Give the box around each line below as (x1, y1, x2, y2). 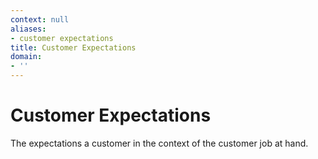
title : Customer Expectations (10, 42, 137, 53)
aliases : (10, 24, 47, 34)
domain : (10, 52, 43, 62)
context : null (10, 14, 70, 25)
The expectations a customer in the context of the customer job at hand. (10, 137, 309, 149)
